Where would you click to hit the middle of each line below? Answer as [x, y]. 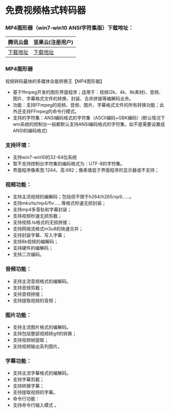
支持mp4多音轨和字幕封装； [42, 210]
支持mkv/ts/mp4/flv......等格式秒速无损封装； [59, 203]
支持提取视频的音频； [35, 300]
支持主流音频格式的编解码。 [42, 281]
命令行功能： [26, 399]
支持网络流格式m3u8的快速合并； [48, 229]
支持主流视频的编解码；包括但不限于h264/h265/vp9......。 [73, 197]
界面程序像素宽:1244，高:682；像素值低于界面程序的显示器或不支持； [86, 170]
